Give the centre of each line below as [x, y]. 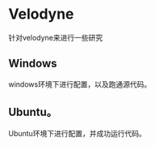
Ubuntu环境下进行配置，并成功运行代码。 [77, 133]
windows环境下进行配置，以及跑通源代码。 [80, 84]
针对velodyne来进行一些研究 [56, 37]
